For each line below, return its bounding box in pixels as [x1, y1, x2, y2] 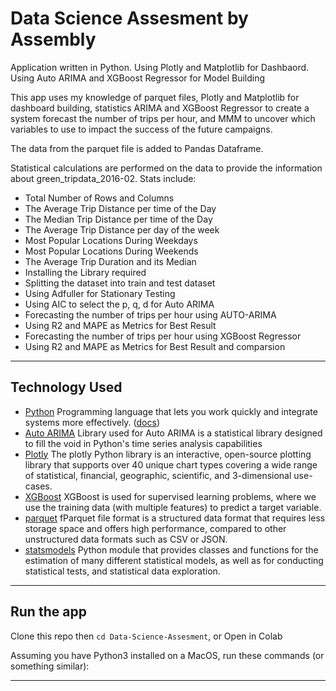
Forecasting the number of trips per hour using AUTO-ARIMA [24, 308, 277, 321]
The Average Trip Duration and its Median [24, 255, 197, 267]
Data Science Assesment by [10, 7, 249, 30]
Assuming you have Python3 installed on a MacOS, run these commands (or [10, 649, 325, 661]
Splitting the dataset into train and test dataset [24, 277, 216, 289]
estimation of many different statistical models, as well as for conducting [24, 554, 324, 566]
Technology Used [10, 379, 123, 396]
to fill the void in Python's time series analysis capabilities [24, 437, 263, 449]
